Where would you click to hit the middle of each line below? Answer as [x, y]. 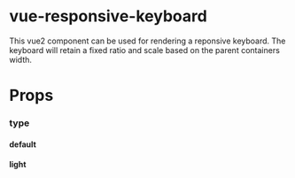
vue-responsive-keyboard [109, 16]
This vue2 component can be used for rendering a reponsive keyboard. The [147, 41]
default [23, 144]
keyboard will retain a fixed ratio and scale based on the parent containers [145, 50]
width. [21, 59]
